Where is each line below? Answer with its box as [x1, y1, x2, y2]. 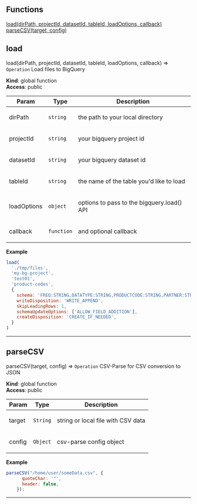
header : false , [21, 481, 59, 487]
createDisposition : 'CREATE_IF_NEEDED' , [16, 314, 117, 320]
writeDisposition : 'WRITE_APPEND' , [16, 297, 104, 304]
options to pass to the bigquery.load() [78, 198, 182, 207]
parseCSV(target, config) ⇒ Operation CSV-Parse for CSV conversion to [6, 362, 181, 370]
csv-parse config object [56, 437, 124, 446]
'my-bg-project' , [11, 270, 54, 276]
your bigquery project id [78, 134, 145, 142]
